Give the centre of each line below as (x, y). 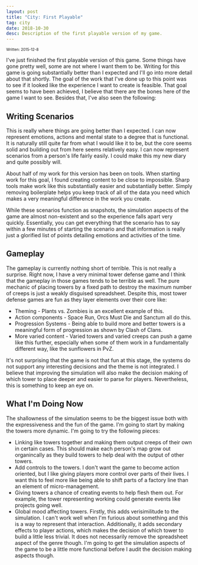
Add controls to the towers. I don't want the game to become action (97, 467)
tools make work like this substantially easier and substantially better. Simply (99, 186)
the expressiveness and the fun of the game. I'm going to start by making (95, 424)
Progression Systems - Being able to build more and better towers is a (100, 324)
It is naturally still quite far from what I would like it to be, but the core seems (99, 143)
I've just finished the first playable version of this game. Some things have (96, 60)
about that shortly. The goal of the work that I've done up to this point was (96, 79)
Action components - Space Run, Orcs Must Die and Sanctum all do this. (103, 317)
